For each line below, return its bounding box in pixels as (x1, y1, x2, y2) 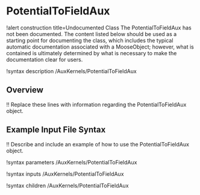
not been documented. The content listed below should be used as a (6, 30, 177, 37)
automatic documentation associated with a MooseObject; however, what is (6, 43, 194, 50)
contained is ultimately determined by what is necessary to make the (6, 49, 177, 56)
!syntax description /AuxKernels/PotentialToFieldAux (6, 67, 137, 74)
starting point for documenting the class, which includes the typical (6, 37, 173, 44)
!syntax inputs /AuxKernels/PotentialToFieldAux (6, 170, 125, 178)
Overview (6, 85, 44, 95)
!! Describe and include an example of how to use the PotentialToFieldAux (6, 140, 190, 148)
